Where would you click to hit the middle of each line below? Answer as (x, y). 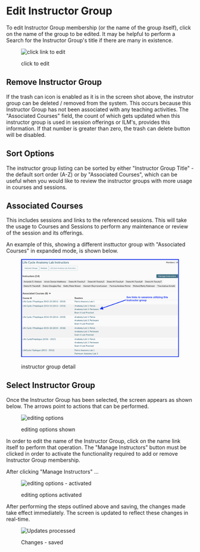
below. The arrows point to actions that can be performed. (78, 406)
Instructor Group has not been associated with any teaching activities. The (97, 109)
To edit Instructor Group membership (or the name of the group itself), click (99, 28)
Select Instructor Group (51, 385)
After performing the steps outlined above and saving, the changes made (96, 506)
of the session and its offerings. (45, 233)
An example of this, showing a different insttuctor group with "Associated (96, 245)
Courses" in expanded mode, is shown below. (62, 251)
